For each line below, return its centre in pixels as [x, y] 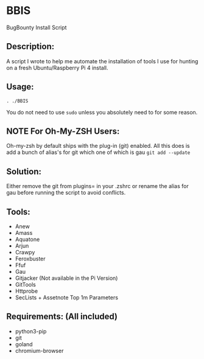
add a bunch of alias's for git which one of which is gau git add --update [98, 152]
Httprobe [26, 291]
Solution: [24, 171]
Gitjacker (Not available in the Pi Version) [66, 278]
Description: [30, 47]
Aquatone [27, 239]
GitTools [26, 284]
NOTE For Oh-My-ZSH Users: [63, 131]
